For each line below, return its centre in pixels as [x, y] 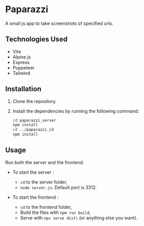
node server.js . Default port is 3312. [59, 187]
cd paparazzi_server [34, 120]
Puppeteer [24, 67]
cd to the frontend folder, [46, 207]
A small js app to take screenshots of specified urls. [59, 23]
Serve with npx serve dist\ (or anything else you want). [79, 218]
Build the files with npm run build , [56, 212]
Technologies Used [36, 39]
